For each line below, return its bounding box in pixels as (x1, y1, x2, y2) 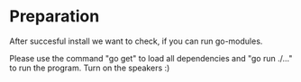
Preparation (9, 6, 100, 27)
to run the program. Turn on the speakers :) (9, 62, 170, 73)
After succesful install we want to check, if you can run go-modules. (9, 36, 263, 46)
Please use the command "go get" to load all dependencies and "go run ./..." (9, 53, 293, 63)
